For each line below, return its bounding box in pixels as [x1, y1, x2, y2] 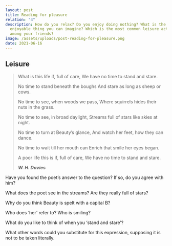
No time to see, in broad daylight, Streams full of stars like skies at [17, 114, 158, 120]
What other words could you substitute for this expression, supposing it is [5, 229, 161, 235]
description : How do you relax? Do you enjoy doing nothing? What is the [5, 21, 166, 27]
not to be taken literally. [5, 235, 55, 241]
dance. [17, 135, 33, 141]
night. [17, 119, 30, 125]
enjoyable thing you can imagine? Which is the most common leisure [10, 27, 159, 32]
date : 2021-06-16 [5, 41, 42, 46]
